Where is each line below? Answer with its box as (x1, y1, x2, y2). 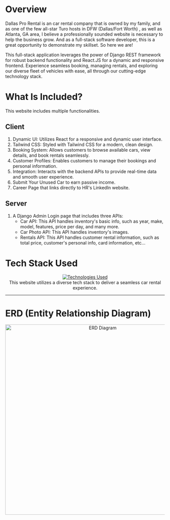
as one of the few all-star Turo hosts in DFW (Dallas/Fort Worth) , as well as (5, 25, 162, 31)
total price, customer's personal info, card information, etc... (20, 239, 146, 246)
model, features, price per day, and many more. (20, 223, 120, 229)
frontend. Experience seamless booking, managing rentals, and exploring (5, 62, 158, 68)
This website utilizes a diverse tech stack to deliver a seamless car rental (9, 280, 161, 286)
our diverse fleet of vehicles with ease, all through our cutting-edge (5, 67, 146, 74)
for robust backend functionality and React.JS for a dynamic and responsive (5, 57, 164, 63)
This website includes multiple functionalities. (5, 108, 100, 114)
